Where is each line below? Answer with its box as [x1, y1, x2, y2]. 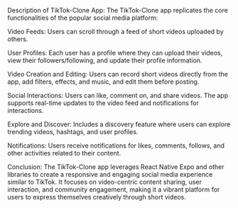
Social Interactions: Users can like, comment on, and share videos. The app [7, 92, 229, 99]
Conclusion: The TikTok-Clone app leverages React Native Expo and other [7, 163, 225, 171]
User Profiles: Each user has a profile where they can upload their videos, [7, 49, 223, 57]
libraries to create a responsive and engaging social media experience [7, 170, 213, 178]
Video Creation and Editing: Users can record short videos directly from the [7, 70, 229, 78]
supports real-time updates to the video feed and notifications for [7, 99, 199, 107]
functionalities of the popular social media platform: [7, 13, 158, 22]
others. [7, 35, 28, 43]
